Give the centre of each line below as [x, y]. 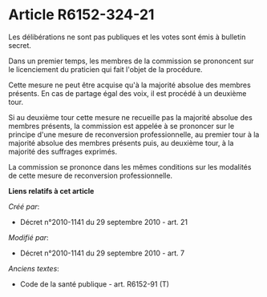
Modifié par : [29, 237]
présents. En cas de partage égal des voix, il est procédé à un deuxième [127, 93]
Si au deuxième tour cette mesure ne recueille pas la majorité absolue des [130, 117]
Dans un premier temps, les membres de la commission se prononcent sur [131, 61]
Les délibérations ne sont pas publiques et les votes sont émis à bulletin [127, 37]
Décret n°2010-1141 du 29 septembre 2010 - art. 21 [104, 222]
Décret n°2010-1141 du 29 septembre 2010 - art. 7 [102, 253]
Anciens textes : [34, 268]
